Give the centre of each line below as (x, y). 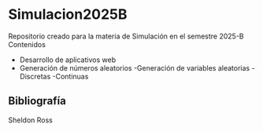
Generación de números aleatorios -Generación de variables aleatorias (135, 67)
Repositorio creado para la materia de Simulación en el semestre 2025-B (126, 36)
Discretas (35, 76)
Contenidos (27, 44)
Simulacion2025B (68, 15)
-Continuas (70, 76)
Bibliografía (37, 101)
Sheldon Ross (30, 120)
